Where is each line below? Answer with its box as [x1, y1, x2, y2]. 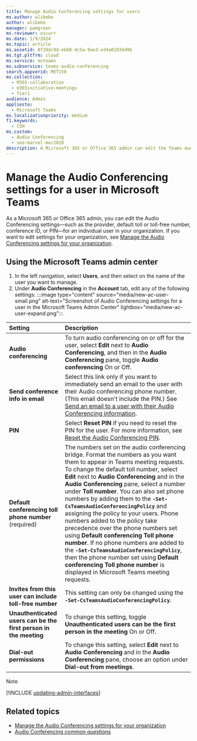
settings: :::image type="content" [14, 291, 96, 299]
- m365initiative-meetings [11, 85, 77, 91]
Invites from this [9, 585, 56, 594]
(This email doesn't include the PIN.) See [64, 395, 178, 403]
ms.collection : [6, 74, 43, 80]
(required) [9, 521, 37, 529]
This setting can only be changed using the [64, 589, 184, 597]
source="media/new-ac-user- [96, 291, 169, 299]
